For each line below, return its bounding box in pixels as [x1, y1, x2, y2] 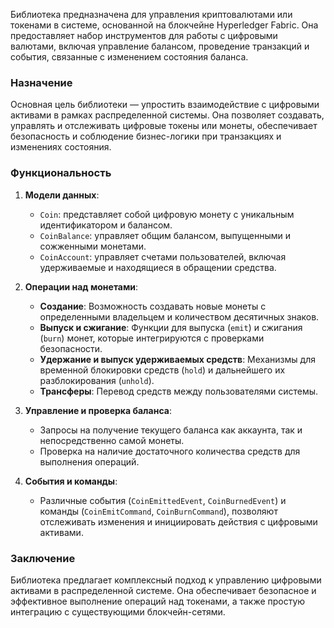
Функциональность [10, 166, 112, 180]
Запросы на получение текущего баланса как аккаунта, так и [39, 424, 303, 436]
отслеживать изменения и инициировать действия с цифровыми [39, 515, 318, 528]
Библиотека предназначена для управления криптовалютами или [10, 9, 293, 20]
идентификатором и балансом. [39, 219, 173, 231]
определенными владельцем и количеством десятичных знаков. [39, 310, 320, 323]
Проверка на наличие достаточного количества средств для [39, 445, 301, 457]
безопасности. [39, 342, 103, 354]
